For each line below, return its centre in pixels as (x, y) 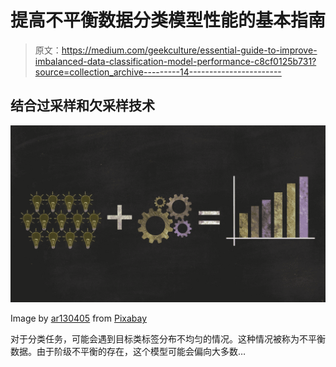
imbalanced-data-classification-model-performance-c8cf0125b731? (175, 61)
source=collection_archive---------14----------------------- (158, 72)
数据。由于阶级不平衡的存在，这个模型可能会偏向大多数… (128, 352)
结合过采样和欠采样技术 (82, 106)
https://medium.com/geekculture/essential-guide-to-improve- (189, 50)
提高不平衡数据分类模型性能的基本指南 (168, 20)
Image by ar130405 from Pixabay (79, 318)
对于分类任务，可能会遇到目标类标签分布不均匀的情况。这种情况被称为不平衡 (168, 339)
